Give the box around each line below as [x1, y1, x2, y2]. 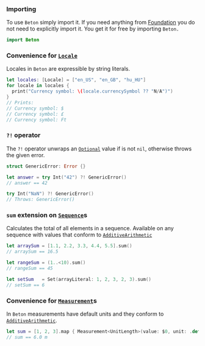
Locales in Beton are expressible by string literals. [6, 65, 131, 72]
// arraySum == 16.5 [6, 249, 59, 255]
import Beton [6, 37, 40, 43]
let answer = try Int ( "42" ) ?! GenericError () [6, 174, 127, 180]
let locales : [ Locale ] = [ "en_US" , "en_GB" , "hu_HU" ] [6, 77, 146, 83]
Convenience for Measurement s [6, 296, 98, 305]
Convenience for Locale [6, 51, 78, 60]
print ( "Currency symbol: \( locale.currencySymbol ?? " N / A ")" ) [12, 88, 173, 94]
